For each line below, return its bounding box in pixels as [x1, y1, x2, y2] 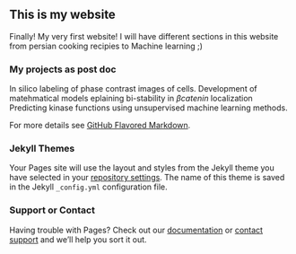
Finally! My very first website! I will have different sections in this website [9, 31, 279, 41]
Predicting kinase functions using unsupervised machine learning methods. [9, 102, 289, 113]
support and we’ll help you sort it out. [9, 233, 147, 245]
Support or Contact [9, 204, 96, 216]
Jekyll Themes [9, 143, 75, 155]
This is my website [9, 7, 117, 22]
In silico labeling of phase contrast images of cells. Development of [9, 83, 257, 94]
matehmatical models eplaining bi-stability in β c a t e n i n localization [9, 93, 253, 104]
